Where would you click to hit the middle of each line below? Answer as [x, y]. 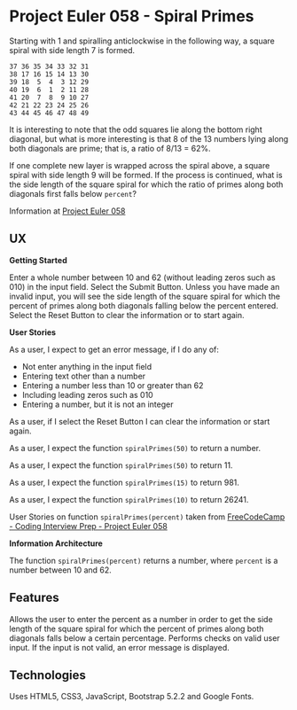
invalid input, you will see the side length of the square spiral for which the [145, 296]
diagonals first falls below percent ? [73, 193]
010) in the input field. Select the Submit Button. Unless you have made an [145, 286]
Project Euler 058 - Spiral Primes [132, 16]
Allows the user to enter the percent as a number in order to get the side [141, 619]
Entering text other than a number [84, 376]
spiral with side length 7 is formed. [72, 50]
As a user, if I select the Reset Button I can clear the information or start [140, 421]
